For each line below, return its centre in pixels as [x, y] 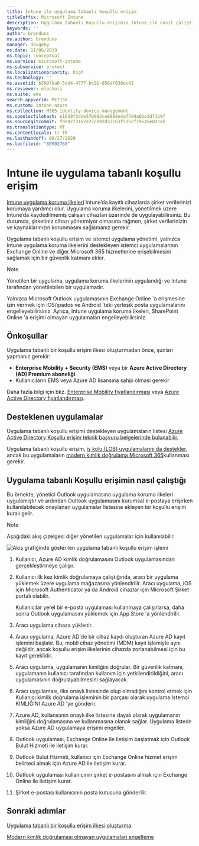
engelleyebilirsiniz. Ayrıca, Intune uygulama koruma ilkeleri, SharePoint [93, 311]
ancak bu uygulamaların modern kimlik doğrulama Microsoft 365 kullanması [98, 455]
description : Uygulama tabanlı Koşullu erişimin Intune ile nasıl [90, 23]
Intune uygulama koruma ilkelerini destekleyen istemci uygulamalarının [92, 245]
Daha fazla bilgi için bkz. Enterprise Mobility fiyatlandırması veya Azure [93, 392]
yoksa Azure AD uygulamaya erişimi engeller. [70, 728]
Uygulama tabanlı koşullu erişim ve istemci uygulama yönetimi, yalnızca [94, 239]
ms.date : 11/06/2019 [32, 50]
